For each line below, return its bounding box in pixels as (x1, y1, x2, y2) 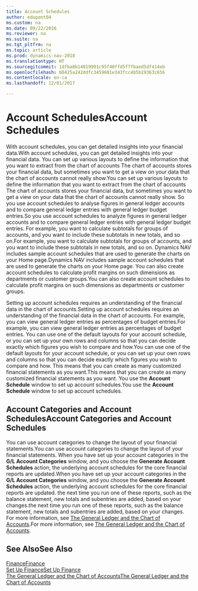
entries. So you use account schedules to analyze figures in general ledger (6, 212, 187, 219)
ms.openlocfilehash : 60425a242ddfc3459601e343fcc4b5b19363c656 (6, 69, 165, 75)
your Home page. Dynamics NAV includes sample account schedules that (6, 256, 184, 264)
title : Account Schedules (6, 8, 70, 15)
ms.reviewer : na (6, 31, 46, 37)
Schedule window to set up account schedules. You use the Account (6, 381, 174, 388)
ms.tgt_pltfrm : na (6, 42, 51, 48)
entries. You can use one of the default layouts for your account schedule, (6, 330, 187, 338)
